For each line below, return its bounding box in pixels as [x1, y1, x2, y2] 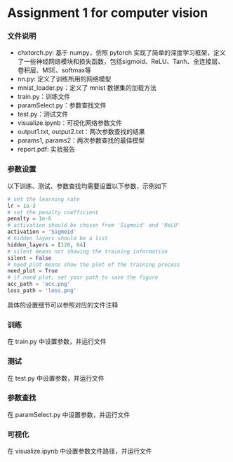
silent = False [7, 254, 52, 261]
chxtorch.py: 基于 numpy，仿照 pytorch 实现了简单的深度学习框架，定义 [17, 48, 226, 57]
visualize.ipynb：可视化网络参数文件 [17, 119, 123, 127]
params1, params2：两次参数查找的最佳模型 [17, 136, 145, 145]
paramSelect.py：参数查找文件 [17, 101, 107, 110]
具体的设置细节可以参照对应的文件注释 [7, 301, 118, 309]
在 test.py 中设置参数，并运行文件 [7, 374, 105, 382]
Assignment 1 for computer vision [7, 5, 208, 21]
